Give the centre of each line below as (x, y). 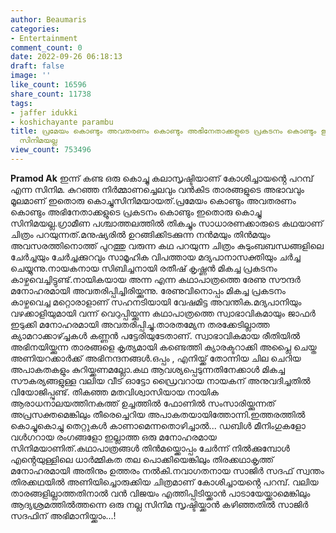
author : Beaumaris (48, 19)
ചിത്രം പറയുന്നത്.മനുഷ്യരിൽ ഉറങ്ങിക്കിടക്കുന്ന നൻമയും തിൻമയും (140, 234)
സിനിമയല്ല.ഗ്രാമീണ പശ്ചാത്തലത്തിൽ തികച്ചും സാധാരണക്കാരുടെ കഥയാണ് (167, 223)
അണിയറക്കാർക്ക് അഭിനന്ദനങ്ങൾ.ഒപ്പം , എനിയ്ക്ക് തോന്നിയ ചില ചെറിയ (156, 358)
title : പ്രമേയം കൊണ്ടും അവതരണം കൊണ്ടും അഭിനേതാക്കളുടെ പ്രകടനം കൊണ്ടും (163, 131)
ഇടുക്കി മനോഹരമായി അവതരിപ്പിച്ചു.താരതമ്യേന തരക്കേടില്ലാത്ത (140, 324)
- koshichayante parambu (62, 122)
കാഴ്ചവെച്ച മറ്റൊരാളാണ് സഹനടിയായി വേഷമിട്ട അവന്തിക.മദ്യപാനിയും (156, 302)
